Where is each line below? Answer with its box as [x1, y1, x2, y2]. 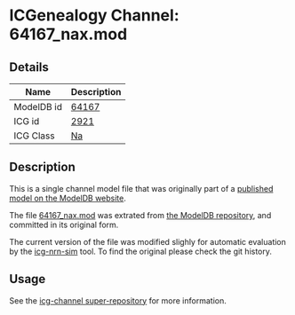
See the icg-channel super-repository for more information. [9, 295, 227, 306]
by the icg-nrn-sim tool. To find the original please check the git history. [9, 246, 273, 256]
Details [9, 59, 49, 75]
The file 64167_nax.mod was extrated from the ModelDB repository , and [9, 209, 272, 220]
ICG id [13, 115, 40, 127]
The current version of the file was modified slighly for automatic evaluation [9, 236, 287, 247]
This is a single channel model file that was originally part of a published [9, 183, 274, 193]
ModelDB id [13, 101, 63, 113]
